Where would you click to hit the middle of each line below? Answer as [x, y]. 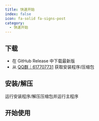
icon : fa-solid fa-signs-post [35, 18]
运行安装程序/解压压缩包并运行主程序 [42, 96]
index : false [18, 14]
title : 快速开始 [20, 9]
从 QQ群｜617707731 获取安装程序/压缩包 [53, 67]
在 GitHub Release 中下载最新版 [43, 60]
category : [15, 23]
